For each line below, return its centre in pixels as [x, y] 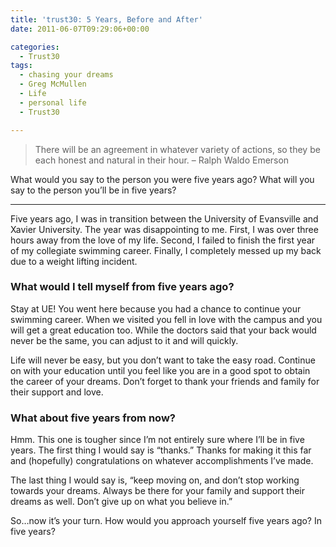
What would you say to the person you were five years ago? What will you [162, 179]
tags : [21, 66]
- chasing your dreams [66, 75]
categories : [35, 47]
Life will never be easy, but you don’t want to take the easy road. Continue [163, 360]
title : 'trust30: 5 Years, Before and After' [106, 19]
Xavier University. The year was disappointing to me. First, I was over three [164, 229]
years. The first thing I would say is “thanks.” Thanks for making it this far [161, 450]
